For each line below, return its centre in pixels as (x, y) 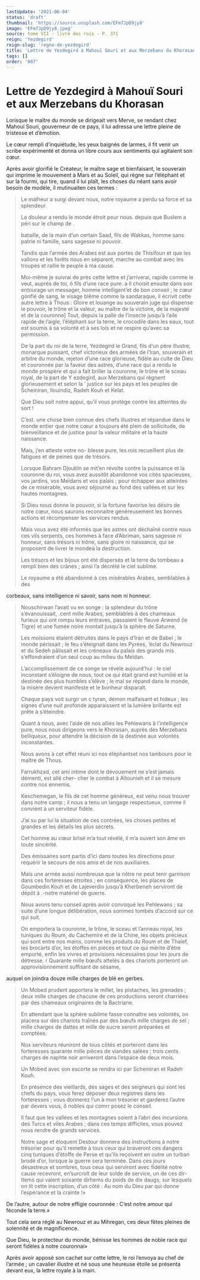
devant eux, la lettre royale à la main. (51, 1270)
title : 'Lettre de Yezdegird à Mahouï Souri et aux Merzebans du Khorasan (101, 51)
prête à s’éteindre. (43, 712)
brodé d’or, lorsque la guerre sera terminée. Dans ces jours (93, 1161)
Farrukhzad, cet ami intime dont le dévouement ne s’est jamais (97, 772)
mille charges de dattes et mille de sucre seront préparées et (95, 1027)
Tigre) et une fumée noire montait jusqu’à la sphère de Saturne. (99, 627)
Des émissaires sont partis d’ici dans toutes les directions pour (98, 856)
